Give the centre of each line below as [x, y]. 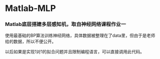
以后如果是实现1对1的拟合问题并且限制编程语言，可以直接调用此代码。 [75, 52]
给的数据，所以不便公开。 [31, 42]
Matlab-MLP [31, 8]
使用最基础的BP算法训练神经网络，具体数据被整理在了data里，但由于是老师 [80, 35]
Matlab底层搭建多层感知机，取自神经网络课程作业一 [65, 24]
